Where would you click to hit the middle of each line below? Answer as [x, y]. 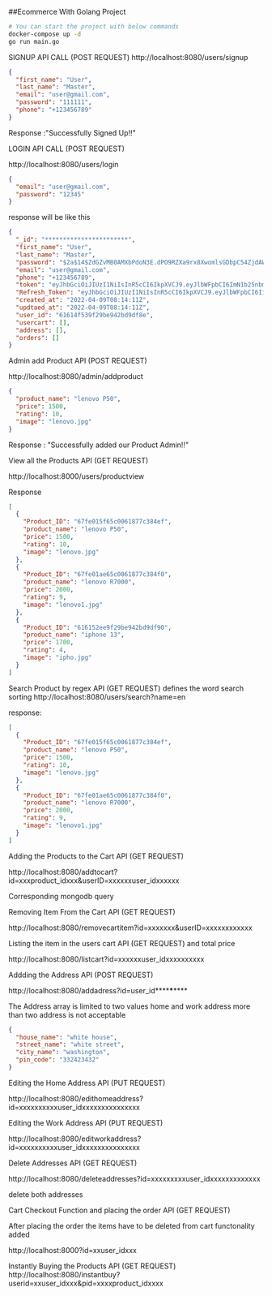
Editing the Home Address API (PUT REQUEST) [87, 1083]
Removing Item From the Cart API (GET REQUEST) [92, 911]
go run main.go [34, 41]
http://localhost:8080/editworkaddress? [75, 1139]
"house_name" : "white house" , [66, 1037]
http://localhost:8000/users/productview [76, 476]
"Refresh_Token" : [45, 293]
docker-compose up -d [45, 34]
